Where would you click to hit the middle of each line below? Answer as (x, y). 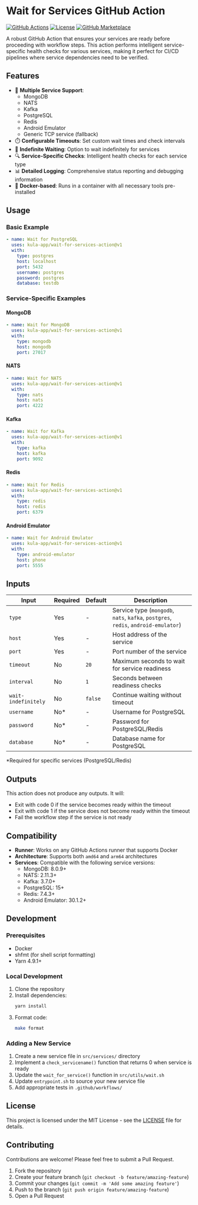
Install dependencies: (41, 995)
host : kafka (31, 453)
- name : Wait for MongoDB (38, 325)
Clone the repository (39, 989)
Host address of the (140, 635)
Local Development (34, 976)
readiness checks (137, 685)
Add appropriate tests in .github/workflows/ (68, 1087)
